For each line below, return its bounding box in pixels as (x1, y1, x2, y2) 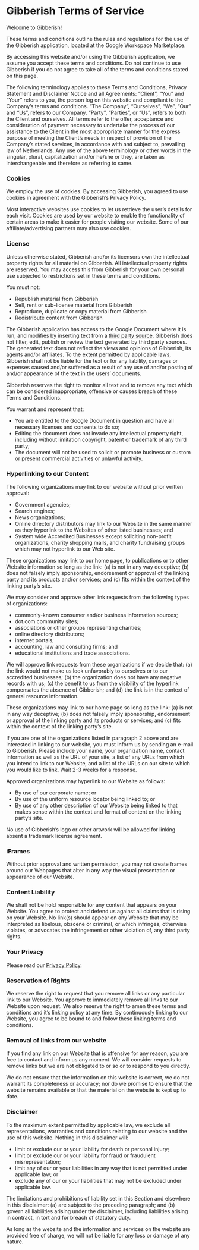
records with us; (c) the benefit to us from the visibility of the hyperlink (6, 680, 179, 687)
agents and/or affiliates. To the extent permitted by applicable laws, (6, 351, 171, 358)
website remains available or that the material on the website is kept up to (6, 1086, 186, 1094)
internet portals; (14, 636, 55, 643)
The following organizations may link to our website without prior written (6, 483, 184, 490)
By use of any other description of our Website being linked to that (14, 802, 178, 809)
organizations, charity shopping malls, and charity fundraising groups (14, 539, 185, 546)
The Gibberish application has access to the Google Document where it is (6, 325, 187, 332)
